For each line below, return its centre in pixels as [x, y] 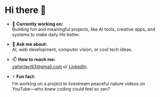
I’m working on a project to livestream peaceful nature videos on [78, 84]
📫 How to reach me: [34, 59]
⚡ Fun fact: [24, 76]
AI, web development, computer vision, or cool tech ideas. [72, 49]
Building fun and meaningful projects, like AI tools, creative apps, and [84, 29]
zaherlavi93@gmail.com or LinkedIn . [50, 66]
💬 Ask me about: [29, 44]
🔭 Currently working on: [38, 24]
